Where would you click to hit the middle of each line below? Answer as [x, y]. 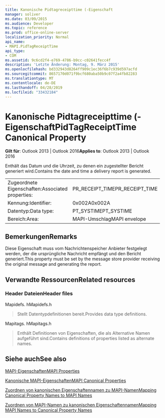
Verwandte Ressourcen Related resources [70, 280]
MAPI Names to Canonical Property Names [49, 410]
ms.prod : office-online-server [37, 33]
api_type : [15, 51]
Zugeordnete [23, 183]
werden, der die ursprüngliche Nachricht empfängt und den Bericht [73, 254]
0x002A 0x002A [91, 203]
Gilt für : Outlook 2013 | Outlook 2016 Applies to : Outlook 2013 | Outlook [77, 151]
